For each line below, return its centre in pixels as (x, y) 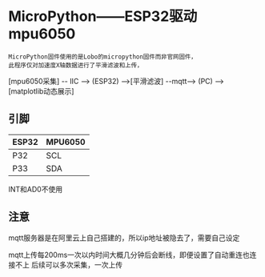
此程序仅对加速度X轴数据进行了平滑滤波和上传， (76, 65)
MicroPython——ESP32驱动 (103, 16)
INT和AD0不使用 (35, 189)
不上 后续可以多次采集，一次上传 (68, 264)
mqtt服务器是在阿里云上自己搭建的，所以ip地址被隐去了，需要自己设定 (124, 238)
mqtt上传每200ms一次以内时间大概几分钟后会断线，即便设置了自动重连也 (129, 255)
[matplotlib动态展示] (41, 91)
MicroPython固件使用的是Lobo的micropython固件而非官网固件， (103, 57)
